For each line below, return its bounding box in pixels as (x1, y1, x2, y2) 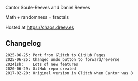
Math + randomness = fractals (5, 14, 69, 20)
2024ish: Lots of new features (5, 62, 79, 67)
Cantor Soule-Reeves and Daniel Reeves (5, 5, 90, 10)
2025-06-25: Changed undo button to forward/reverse (5, 57, 120, 62)
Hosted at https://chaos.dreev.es (5, 24, 74, 30)
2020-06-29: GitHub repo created (5, 66, 76, 71)
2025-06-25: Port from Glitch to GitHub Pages (5, 52, 106, 58)
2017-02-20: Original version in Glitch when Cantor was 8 (5, 70, 133, 76)
